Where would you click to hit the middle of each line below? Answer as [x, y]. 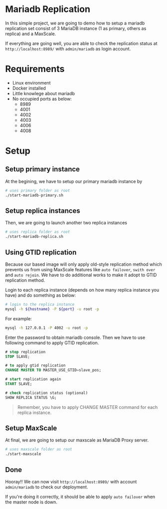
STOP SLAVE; [17, 356]
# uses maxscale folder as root [39, 449]
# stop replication [25, 352]
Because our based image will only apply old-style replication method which [83, 264]
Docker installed [29, 88]
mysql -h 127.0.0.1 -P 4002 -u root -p [47, 328]
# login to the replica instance [40, 304]
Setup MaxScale [31, 428]
